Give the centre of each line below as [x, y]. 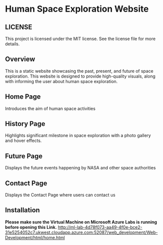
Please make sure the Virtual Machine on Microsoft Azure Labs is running [81, 222]
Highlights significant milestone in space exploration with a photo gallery [78, 136]
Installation [22, 210]
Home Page [23, 97]
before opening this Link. [31, 227]
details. [12, 44]
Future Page [24, 156]
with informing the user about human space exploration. [61, 81]
